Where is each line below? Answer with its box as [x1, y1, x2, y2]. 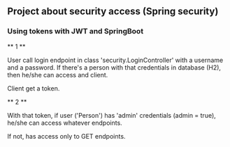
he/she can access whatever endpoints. [7, 118, 122, 127]
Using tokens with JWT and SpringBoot [7, 26, 144, 36]
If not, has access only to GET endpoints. [7, 132, 126, 140]
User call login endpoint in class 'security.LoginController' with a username [7, 56, 224, 64]
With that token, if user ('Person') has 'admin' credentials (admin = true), [7, 111, 217, 119]
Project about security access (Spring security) [7, 6, 219, 17]
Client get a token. [7, 84, 60, 93]
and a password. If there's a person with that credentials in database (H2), [7, 63, 222, 72]
